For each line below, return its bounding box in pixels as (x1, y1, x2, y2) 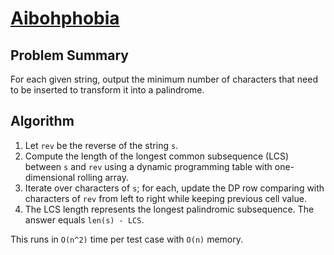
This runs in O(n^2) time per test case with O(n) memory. (10, 233, 244, 245)
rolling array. (77, 171, 130, 183)
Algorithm (10, 113, 75, 130)
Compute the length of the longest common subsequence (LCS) (24, 150, 290, 162)
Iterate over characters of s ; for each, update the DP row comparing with (24, 182, 325, 194)
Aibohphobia (10, 7, 120, 30)
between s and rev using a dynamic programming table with (24, 160, 273, 172)
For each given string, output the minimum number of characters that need (10, 73, 319, 85)
